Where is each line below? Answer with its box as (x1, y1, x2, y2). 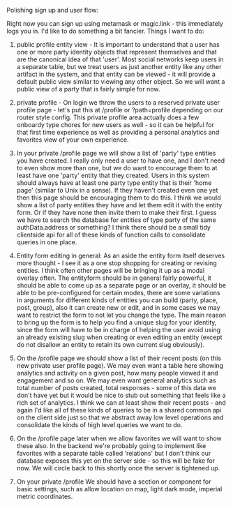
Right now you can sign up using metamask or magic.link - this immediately (6, 20, 224, 27)
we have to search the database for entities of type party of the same (16, 216, 217, 224)
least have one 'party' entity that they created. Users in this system (16, 171, 210, 179)
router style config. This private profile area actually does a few (16, 113, 200, 121)
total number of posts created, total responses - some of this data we (16, 384, 217, 392)
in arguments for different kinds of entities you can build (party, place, (16, 296, 218, 304)
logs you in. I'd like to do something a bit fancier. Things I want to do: (6, 27, 204, 35)
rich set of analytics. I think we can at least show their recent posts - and (16, 399, 226, 407)
